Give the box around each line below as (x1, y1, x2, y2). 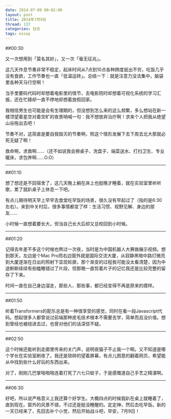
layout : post (5, 12, 33, 17)
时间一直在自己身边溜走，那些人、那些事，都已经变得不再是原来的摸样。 (5, 282, 157, 289)
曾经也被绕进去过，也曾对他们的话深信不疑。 (9, 321, 103, 327)
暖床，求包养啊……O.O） (5, 154, 57, 161)
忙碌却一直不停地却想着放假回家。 (22, 96, 95, 102)
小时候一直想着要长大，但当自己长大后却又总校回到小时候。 (5, 221, 130, 227)
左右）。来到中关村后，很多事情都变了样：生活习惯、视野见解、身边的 (5, 203, 150, 209)
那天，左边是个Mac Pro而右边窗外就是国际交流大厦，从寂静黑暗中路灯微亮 (9, 253, 165, 258)
